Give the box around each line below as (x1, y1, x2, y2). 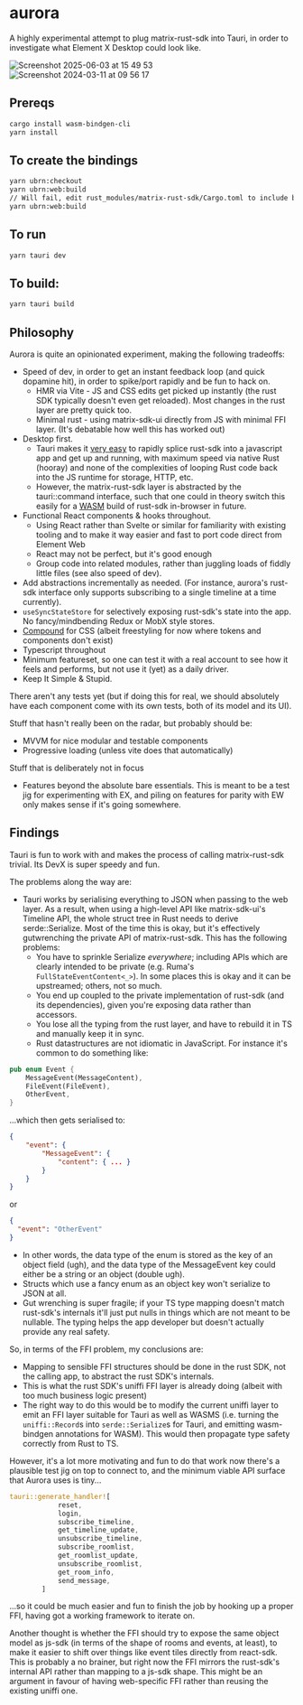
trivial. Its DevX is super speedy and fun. (9, 859, 161, 870)
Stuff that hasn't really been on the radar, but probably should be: (9, 718, 252, 729)
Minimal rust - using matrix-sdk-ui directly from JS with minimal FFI (35, 415, 287, 424)
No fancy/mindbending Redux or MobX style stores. (22, 616, 216, 626)
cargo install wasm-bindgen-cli (9, 119, 131, 128)
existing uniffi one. (9, 1685, 78, 1696)
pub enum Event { (9, 1065, 75, 1074)
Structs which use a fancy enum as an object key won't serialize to (22, 1278, 271, 1289)
